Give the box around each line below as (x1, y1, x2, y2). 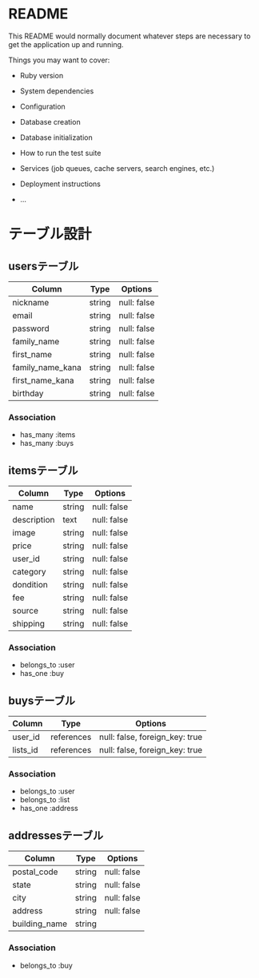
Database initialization (19, 133, 94, 142)
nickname (12, 296, 50, 308)
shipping (12, 618, 46, 630)
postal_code (12, 866, 58, 877)
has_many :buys (19, 439, 74, 448)
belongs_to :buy (19, 960, 74, 970)
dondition (12, 579, 48, 590)
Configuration (19, 101, 66, 111)
